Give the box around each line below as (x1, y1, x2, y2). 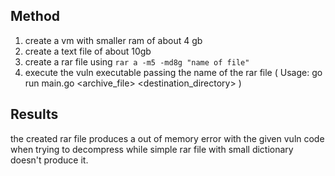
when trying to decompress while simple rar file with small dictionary (10, 143, 294, 155)
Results (10, 106, 59, 123)
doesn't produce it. (10, 154, 89, 166)
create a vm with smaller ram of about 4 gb (24, 34, 203, 46)
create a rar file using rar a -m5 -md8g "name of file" (24, 55, 250, 68)
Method (10, 8, 61, 25)
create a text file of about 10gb (24, 45, 152, 57)
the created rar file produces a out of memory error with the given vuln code (10, 132, 325, 144)
